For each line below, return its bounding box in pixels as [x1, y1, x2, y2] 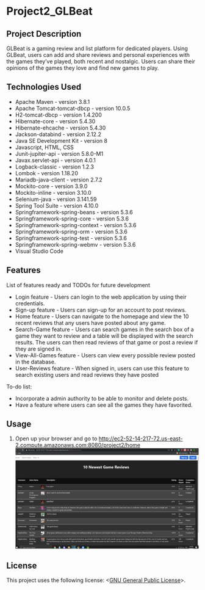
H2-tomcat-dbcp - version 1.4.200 [15, 111, 102, 118]
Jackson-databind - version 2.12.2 [15, 130, 102, 138]
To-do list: [6, 383, 32, 390]
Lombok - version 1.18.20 [15, 169, 78, 177]
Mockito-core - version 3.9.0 [15, 182, 88, 190]
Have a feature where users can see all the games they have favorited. [15, 401, 193, 409]
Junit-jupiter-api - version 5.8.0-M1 [15, 150, 104, 157]
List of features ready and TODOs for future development [6, 281, 151, 288]
